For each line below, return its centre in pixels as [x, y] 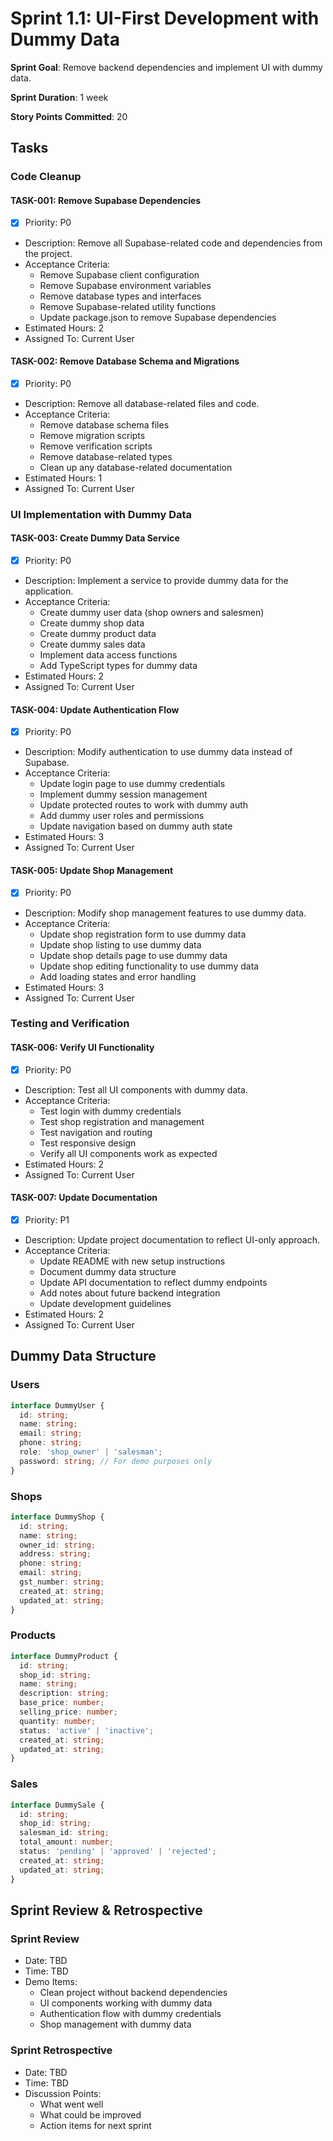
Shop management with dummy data [115, 2024]
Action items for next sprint [95, 2125]
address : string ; [55, 1554]
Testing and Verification [70, 1024]
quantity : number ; [58, 1721]
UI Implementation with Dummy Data [101, 514]
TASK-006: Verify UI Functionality [82, 1048]
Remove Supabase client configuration [119, 274]
